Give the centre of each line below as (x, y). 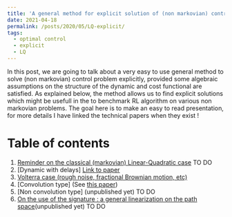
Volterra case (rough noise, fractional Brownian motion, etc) (102, 177)
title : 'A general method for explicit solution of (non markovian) (108, 13)
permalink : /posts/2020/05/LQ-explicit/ (66, 26)
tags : (15, 33)
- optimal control (40, 39)
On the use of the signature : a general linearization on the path (107, 199)
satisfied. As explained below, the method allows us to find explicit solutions (115, 93)
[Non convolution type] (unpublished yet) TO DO (86, 192)
